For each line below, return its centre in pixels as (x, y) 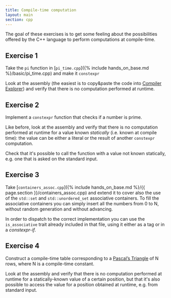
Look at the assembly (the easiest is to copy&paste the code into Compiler (83, 83)
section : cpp (19, 19)
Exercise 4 (22, 246)
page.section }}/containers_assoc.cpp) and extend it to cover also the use (83, 193)
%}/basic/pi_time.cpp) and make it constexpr (52, 73)
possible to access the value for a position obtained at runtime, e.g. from (82, 284)
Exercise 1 (22, 56)
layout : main (19, 15)
